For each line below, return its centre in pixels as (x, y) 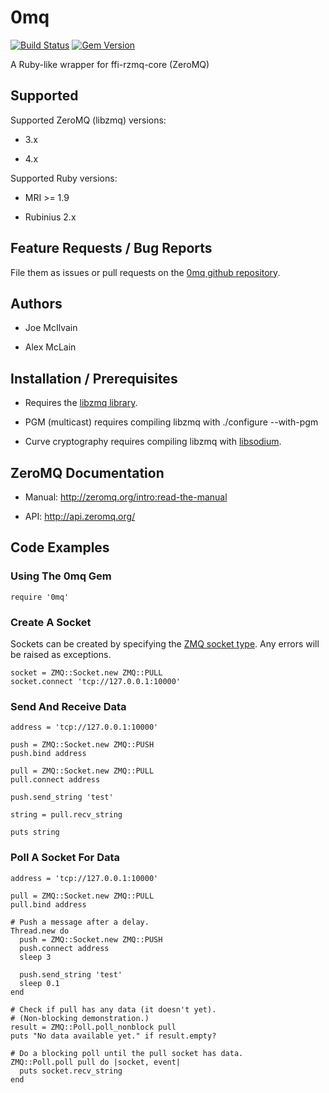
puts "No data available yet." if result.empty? (113, 1036)
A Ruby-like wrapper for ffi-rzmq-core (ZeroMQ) (110, 64)
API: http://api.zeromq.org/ (80, 516)
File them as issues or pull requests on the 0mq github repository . (145, 272)
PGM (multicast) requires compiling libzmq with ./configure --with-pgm (171, 422)
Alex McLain (50, 347)
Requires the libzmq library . (81, 403)
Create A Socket (51, 622)
